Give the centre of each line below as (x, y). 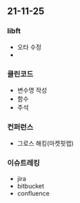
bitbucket (31, 186)
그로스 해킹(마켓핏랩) (45, 144)
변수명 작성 (32, 90)
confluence (33, 193)
